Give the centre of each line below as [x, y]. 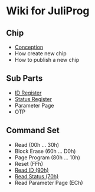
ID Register [28, 93]
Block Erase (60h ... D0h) [45, 151]
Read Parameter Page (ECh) [49, 182]
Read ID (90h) [32, 170]
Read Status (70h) [37, 176]
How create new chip [40, 53]
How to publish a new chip [47, 60]
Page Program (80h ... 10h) [47, 157]
